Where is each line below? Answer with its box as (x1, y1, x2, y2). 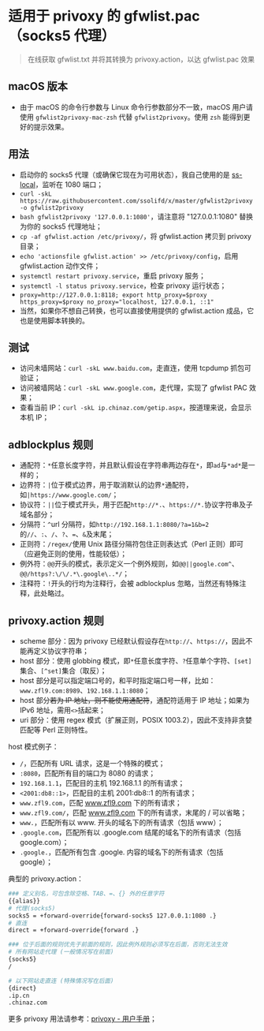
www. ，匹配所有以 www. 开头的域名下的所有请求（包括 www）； (19, 818, 224, 827)
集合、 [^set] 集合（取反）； (19, 666, 107, 675)
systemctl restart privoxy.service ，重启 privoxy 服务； (19, 271, 206, 280)
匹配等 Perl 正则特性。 (19, 725, 92, 734)
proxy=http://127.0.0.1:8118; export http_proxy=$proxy (19, 291, 207, 299)
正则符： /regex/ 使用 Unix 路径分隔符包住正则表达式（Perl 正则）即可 (19, 540, 244, 549)
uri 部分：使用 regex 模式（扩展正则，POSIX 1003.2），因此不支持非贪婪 (19, 715, 253, 724)
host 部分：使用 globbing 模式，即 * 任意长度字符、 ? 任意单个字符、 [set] (19, 656, 252, 665)
